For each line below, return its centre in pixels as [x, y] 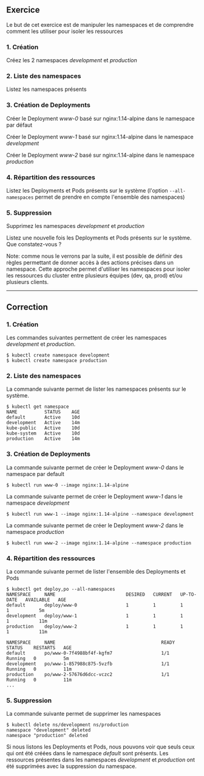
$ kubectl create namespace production [57, 360]
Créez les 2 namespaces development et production [72, 60]
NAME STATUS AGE [43, 412]
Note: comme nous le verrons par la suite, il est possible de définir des [95, 256]
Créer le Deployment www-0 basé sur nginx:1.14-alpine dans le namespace [100, 118]
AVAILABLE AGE [46, 600]
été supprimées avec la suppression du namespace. [72, 766]
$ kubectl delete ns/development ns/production [68, 725]
